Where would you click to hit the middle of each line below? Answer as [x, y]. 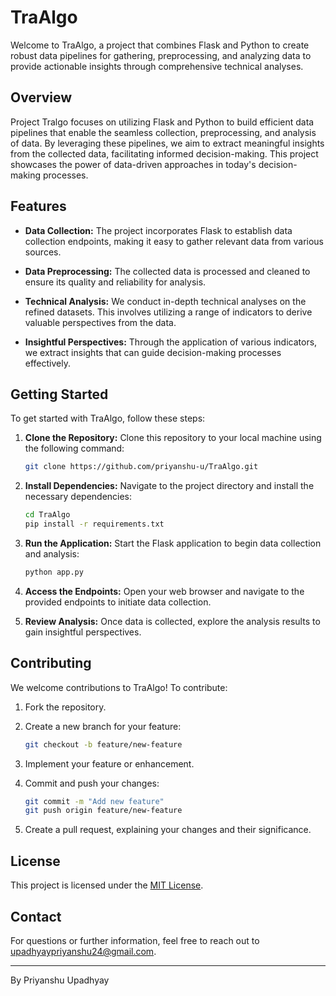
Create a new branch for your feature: [103, 726]
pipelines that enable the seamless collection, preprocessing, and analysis [163, 132]
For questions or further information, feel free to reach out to [135, 940]
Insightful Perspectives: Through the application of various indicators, [171, 342]
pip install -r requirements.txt [94, 524]
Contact [36, 916]
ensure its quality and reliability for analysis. [115, 282]
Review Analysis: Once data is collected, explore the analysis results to [172, 621]
